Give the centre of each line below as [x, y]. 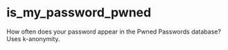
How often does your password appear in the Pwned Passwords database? [114, 32]
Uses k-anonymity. [33, 38]
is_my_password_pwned [79, 13]
